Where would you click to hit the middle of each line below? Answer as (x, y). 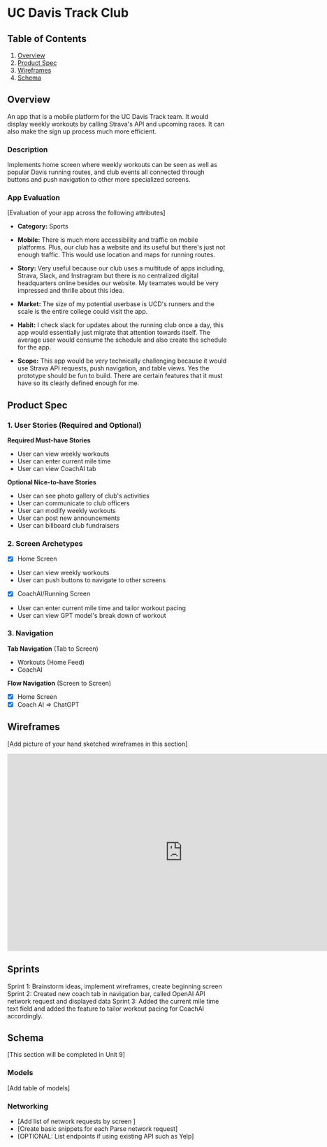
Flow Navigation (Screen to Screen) (59, 683)
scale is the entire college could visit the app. (82, 312)
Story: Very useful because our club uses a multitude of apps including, (121, 268)
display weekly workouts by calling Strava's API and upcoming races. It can (116, 124)
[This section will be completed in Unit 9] (66, 1055)
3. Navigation (30, 633)
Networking (28, 1106)
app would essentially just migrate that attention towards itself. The (114, 333)
